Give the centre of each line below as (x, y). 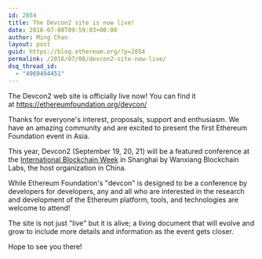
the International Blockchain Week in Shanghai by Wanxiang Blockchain (124, 159)
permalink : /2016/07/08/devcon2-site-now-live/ (87, 59)
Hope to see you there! (45, 246)
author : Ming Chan (38, 37)
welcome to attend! (39, 207)
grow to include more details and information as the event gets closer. (121, 231)
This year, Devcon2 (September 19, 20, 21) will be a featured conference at (129, 151)
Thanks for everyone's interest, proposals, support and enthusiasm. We (124, 119)
